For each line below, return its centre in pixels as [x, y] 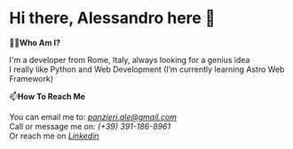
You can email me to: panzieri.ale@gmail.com [93, 117]
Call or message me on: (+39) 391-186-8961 [90, 126]
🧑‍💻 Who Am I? [35, 43]
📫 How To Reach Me [48, 96]
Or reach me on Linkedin [54, 136]
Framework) [32, 78]
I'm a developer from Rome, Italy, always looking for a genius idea [130, 59]
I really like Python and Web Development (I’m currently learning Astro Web [147, 69]
